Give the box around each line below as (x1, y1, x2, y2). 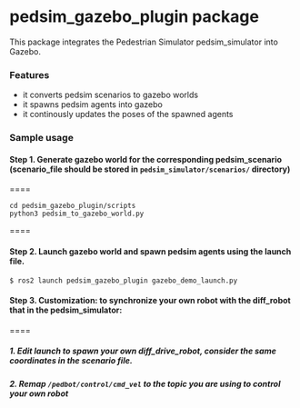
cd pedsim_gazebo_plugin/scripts (9, 202, 136, 211)
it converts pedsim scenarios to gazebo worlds (22, 89, 198, 101)
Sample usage (9, 132, 75, 144)
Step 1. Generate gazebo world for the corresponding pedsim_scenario (9, 154, 283, 164)
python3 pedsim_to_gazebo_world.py (9, 209, 145, 219)
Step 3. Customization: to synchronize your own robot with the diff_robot (9, 295, 291, 306)
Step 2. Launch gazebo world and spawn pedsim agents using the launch (9, 245, 292, 256)
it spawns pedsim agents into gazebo (22, 99, 164, 110)
